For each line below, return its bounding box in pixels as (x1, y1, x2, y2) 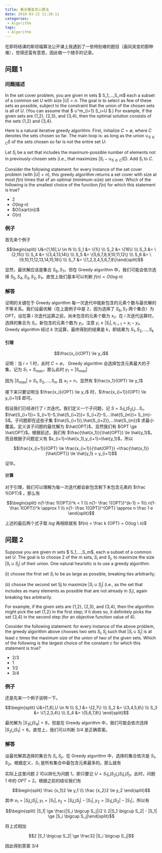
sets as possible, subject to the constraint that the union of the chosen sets (5, 102, 155, 108)
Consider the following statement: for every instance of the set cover (5, 166, 142, 172)
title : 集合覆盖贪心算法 (5, 7, 49, 12)
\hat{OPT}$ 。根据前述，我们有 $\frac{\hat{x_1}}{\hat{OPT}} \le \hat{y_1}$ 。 (5, 429, 155, 435)
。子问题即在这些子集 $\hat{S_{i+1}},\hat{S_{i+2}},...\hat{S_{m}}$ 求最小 (10, 417, 154, 423)
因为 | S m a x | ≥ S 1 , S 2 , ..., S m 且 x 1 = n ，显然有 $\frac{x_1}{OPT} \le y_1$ (5, 378, 143, 385)
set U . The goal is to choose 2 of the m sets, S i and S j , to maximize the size (5, 554, 155, 561)
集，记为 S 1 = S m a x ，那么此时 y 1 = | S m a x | (5, 367, 88, 374)
